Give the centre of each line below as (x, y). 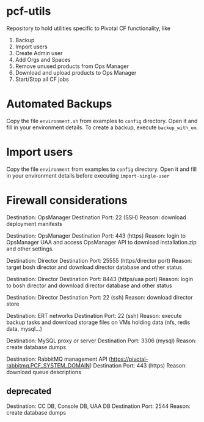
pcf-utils (29, 11)
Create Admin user (39, 53)
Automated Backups (59, 104)
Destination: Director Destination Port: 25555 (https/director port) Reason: (99, 260)
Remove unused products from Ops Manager (72, 66)
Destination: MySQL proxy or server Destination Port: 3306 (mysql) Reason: (102, 341)
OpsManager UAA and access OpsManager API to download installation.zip (101, 242)
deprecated (29, 391)
